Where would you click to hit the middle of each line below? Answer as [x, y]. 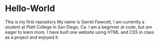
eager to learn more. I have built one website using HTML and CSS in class [79, 32]
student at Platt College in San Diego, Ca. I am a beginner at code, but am [79, 27]
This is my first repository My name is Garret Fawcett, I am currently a [75, 22]
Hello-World [30, 8]
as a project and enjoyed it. [32, 37]
